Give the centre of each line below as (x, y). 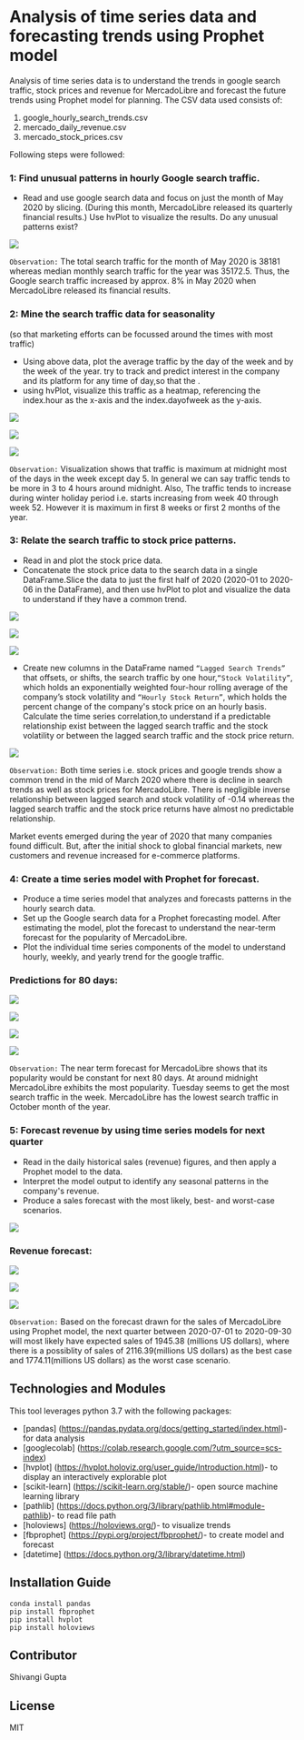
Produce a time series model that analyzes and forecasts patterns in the (157, 899)
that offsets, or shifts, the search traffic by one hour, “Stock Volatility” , (157, 677)
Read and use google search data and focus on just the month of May (153, 198)
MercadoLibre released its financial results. (90, 291)
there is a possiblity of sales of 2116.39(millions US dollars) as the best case (151, 1351)
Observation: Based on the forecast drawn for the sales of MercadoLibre (145, 1322)
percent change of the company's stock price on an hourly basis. (145, 706)
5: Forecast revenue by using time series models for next (137, 1131)
